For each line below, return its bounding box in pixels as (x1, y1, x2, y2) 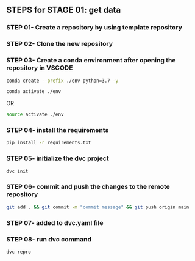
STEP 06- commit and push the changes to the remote (6, 183, 171, 191)
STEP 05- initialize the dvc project (6, 154, 109, 163)
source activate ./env (6, 111, 64, 118)
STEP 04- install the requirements (6, 126, 109, 134)
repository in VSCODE (6, 64, 73, 72)
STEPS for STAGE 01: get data (6, 5, 121, 15)
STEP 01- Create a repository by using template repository (6, 23, 183, 32)
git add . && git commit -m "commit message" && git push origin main (6, 204, 190, 210)
